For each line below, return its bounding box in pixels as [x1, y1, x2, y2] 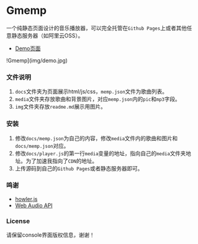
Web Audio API [14, 202, 53, 209]
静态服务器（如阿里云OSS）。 [11, 31, 83, 39]
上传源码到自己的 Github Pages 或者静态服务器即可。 [14, 164, 143, 172]
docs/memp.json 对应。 [14, 142, 69, 149]
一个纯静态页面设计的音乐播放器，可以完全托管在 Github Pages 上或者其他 [6, 24, 187, 31]
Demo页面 [14, 45, 41, 52]
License [6, 217, 30, 225]
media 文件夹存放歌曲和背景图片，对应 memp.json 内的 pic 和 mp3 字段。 [14, 95, 180, 103]
